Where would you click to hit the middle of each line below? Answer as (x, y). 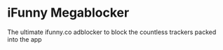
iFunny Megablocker (68, 13)
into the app (25, 39)
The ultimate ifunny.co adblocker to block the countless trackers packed (112, 32)
